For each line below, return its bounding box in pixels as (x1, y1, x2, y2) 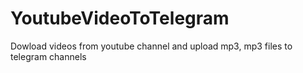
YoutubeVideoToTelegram (10, 7, 230, 30)
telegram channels (10, 50, 87, 62)
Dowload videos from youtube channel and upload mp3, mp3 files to (10, 40, 293, 52)
